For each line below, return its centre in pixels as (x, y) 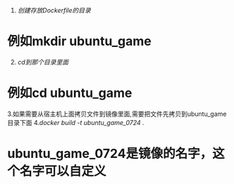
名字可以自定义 (63, 171)
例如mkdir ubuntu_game (79, 41)
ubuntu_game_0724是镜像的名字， (110, 154)
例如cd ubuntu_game (70, 93)
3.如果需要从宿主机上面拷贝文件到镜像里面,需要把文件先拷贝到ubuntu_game (117, 114)
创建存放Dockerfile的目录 (54, 10)
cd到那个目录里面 (43, 62)
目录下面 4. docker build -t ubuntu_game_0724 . (76, 122)
